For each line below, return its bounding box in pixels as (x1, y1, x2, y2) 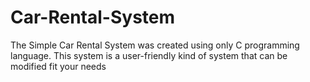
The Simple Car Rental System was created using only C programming (10, 39, 300, 51)
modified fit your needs (10, 60, 107, 72)
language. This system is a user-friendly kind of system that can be (10, 49, 288, 61)
